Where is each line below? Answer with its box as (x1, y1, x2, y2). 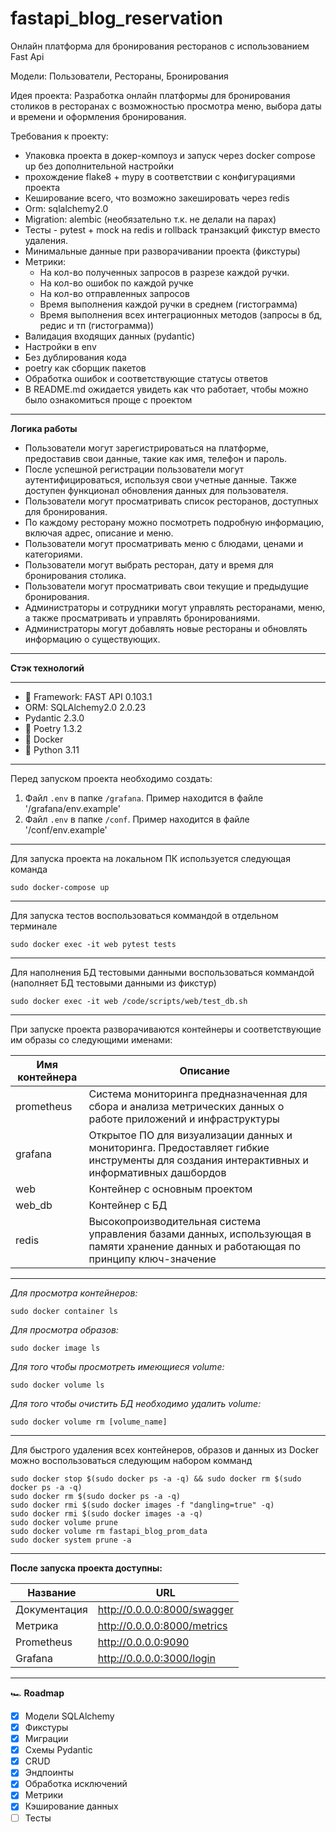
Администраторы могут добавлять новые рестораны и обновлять (24, 622, 308, 634)
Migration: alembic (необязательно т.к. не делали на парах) (24, 213, 277, 225)
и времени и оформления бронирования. (10, 110, 187, 122)
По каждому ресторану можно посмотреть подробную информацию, (24, 516, 325, 528)
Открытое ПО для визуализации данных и (88, 1128, 293, 1142)
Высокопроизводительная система (88, 1214, 262, 1228)
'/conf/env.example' (24, 823, 108, 836)
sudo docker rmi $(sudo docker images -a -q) (10, 1508, 203, 1519)
